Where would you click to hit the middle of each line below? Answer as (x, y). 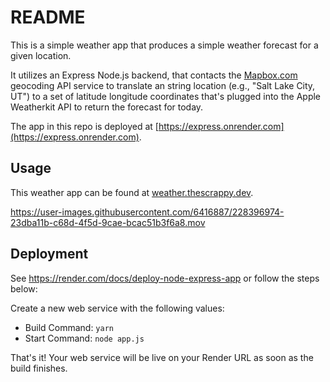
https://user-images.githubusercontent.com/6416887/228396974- (147, 212)
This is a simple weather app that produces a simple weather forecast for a (164, 45)
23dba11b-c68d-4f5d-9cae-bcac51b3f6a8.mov (108, 222)
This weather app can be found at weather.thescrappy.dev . (132, 192)
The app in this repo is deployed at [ (84, 126)
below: (24, 288)
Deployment (49, 254)
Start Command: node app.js (84, 338)
